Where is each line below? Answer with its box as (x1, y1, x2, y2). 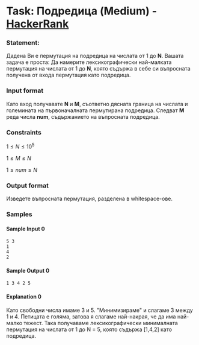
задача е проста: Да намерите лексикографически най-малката (6, 59, 172, 66)
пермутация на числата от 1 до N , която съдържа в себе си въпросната (6, 65, 191, 72)
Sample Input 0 (6, 225, 45, 232)
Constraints (6, 128, 42, 136)
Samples (6, 210, 32, 218)
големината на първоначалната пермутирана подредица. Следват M (6, 107, 185, 114)
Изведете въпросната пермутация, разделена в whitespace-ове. (6, 195, 173, 203)
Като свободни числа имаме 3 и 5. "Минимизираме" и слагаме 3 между (6, 306, 194, 314)
